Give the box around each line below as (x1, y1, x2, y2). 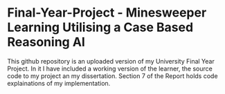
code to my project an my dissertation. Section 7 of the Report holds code (7, 71, 218, 80)
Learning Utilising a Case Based (7, 19, 194, 35)
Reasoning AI (7, 35, 85, 50)
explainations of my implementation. (7, 79, 111, 87)
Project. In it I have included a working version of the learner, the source (7, 64, 213, 73)
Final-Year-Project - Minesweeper (7, 5, 207, 21)
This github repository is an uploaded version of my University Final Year (7, 57, 215, 65)
